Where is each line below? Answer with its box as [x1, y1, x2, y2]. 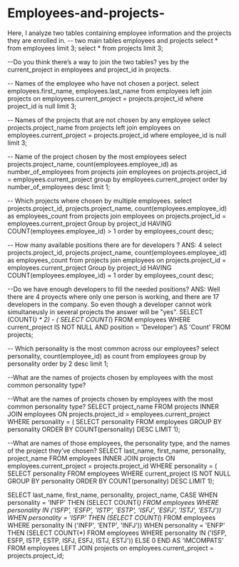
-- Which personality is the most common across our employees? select [7, 344, 220, 353]
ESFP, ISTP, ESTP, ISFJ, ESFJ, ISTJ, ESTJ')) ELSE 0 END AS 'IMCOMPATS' [7, 536, 224, 544]
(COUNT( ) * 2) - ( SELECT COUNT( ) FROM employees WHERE [7, 315, 191, 323]
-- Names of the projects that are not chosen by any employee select [7, 116, 210, 124]
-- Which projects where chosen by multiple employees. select [7, 196, 193, 205]
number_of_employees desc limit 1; [7, 182, 111, 191]
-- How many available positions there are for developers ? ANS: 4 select [7, 241, 223, 249]
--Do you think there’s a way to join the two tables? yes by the [7, 57, 189, 66]
